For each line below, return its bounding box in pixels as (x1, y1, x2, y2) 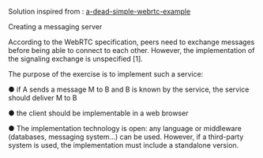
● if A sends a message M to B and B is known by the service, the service (8, 85, 250, 94)
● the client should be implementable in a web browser (8, 108, 189, 118)
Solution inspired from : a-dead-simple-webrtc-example (8, 7, 191, 16)
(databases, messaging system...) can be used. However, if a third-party (8, 132, 244, 141)
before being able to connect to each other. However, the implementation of (8, 46, 255, 55)
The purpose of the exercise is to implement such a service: (8, 70, 204, 78)
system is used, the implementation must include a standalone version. (8, 141, 239, 149)
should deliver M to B (8, 93, 77, 102)
